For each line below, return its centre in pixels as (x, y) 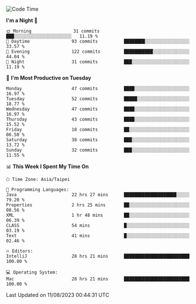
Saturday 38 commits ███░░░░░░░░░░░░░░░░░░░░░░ (98, 140)
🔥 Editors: (20, 251)
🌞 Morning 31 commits (53, 31)
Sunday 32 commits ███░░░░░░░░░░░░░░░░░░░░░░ (98, 150)
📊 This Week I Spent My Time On (47, 166)
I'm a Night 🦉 (22, 20)
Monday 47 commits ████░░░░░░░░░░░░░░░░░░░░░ (98, 88)
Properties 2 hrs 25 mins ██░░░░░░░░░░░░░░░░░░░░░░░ (98, 205)
